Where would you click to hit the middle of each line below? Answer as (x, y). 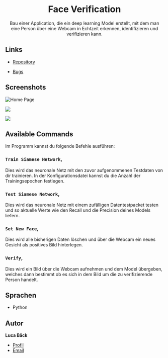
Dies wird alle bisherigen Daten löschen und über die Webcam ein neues (80, 239)
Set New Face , (22, 228)
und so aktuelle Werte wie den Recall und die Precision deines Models (78, 210)
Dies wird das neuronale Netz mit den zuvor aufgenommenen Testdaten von (84, 170)
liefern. (13, 215)
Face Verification (85, 9)
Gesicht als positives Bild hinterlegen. (44, 245)
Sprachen (21, 295)
